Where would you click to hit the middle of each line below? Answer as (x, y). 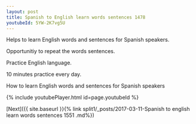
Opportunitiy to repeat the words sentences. (61, 51)
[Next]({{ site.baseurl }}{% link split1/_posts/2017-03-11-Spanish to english (98, 109)
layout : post (22, 12)
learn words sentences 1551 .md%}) (50, 115)
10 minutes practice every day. (44, 75)
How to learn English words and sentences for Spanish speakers (86, 86)
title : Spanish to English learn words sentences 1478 (76, 17)
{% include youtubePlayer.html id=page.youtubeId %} (73, 97)
